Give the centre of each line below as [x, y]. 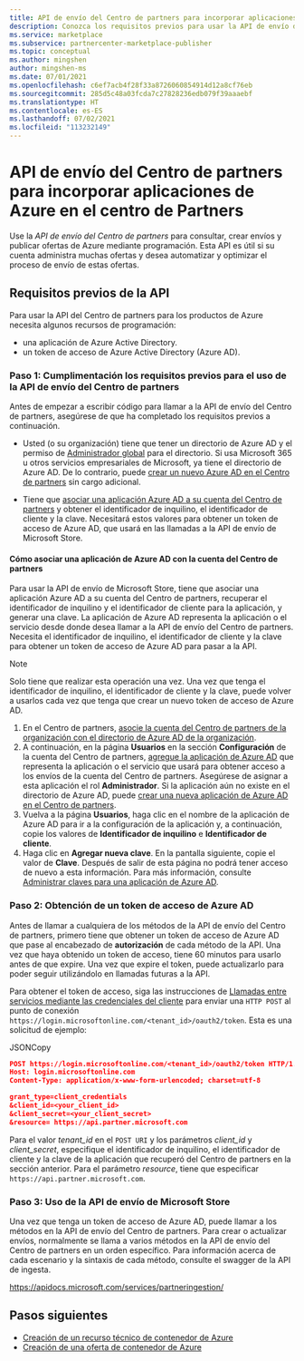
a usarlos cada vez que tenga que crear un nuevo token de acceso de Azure [152, 701]
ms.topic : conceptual [50, 52]
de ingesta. [30, 1269]
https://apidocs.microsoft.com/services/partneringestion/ [117, 1287]
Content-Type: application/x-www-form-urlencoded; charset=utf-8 [135, 1081]
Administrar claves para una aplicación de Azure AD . [120, 882]
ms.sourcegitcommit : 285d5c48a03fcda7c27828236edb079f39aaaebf [131, 93]
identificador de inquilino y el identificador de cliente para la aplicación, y [146, 608]
